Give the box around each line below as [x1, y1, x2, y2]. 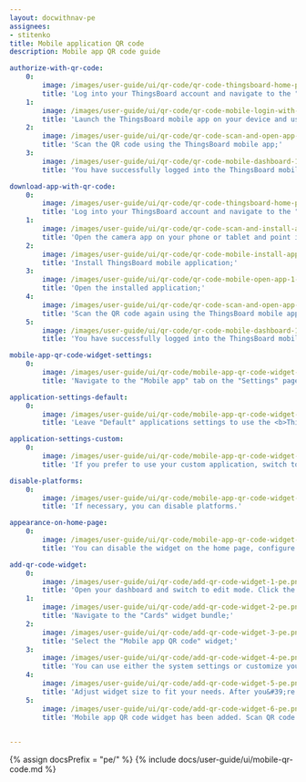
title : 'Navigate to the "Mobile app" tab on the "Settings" [42, 376, 280, 386]
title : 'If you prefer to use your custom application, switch [42, 459, 287, 469]
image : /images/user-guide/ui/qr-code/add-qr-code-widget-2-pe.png [42, 602, 303, 612]
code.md [9, 764, 43, 775]
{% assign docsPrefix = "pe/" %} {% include [9, 754, 177, 766]
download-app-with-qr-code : [9, 181, 117, 191]
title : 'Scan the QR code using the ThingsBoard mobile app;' [42, 140, 283, 149]
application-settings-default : [9, 393, 128, 402]
